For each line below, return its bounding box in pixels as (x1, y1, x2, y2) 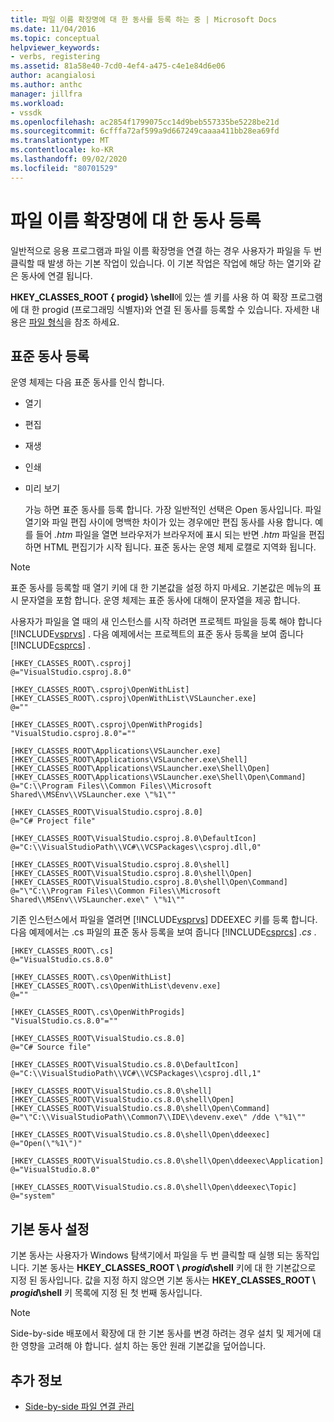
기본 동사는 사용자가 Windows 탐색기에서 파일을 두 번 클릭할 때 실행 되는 (10, 1249, 294, 1261)
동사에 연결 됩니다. (20, 269, 93, 281)
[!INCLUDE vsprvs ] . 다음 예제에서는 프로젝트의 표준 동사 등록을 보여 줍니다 (10, 628, 304, 640)
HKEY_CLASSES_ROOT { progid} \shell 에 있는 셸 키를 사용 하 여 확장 (10, 291, 289, 303)
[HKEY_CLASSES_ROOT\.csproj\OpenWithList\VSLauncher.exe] (10, 694, 257, 704)
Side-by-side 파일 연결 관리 (24, 1401, 135, 1412)
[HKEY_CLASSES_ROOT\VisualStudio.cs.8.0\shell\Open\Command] (10, 1104, 271, 1114)
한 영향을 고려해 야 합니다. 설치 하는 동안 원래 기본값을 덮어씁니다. (10, 1340, 267, 1352)
